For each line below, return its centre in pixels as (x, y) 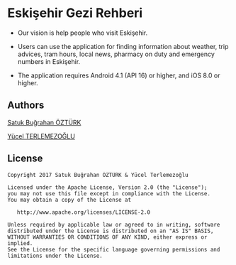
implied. (20, 243)
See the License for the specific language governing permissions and (114, 249)
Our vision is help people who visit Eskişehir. (83, 33)
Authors (26, 106)
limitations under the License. (55, 256)
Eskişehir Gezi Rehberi (75, 13)
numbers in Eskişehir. (49, 61)
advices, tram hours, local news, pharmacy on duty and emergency (116, 54)
